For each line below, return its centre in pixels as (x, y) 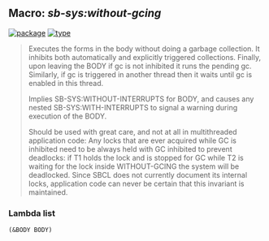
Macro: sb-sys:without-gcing (85, 13)
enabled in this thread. (66, 83)
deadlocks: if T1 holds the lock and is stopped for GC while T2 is (136, 157)
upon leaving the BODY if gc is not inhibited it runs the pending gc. (140, 66)
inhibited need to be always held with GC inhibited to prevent (130, 148)
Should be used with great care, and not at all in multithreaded (132, 131)
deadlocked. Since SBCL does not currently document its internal (138, 174)
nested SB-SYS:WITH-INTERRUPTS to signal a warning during (133, 107)
